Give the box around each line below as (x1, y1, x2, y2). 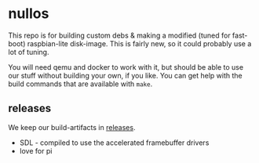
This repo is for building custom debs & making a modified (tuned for (8, 31, 231, 40)
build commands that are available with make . (8, 79, 153, 89)
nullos (8, 5, 49, 23)
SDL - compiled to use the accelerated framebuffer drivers (19, 138, 210, 147)
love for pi (19, 146, 53, 155)
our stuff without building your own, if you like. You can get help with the (8, 71, 243, 80)
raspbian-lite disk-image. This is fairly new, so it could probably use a (27, 38, 252, 48)
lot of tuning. (8, 47, 49, 56)
